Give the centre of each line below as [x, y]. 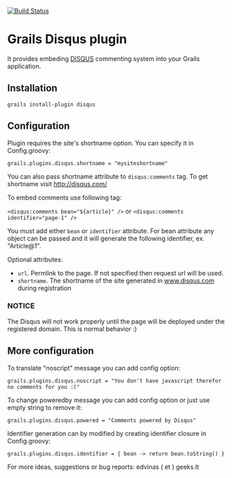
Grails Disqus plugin [67, 39]
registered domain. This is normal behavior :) [72, 329]
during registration [44, 288]
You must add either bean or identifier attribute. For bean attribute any [111, 231]
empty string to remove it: [45, 407]
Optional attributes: [35, 259]
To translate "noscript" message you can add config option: [94, 368]
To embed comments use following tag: [64, 198]
